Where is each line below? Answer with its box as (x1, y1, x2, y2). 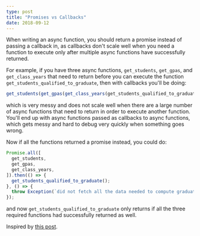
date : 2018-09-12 (6, 20, 49, 26)
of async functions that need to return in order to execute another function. (6, 108, 190, 115)
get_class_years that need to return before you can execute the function (6, 73, 185, 80)
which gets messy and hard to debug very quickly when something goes (6, 120, 185, 128)
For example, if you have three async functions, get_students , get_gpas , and (6, 67, 193, 74)
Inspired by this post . (6, 223, 58, 230)
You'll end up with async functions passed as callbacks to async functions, (6, 114, 190, 122)
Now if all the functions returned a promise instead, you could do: (6, 138, 167, 146)
